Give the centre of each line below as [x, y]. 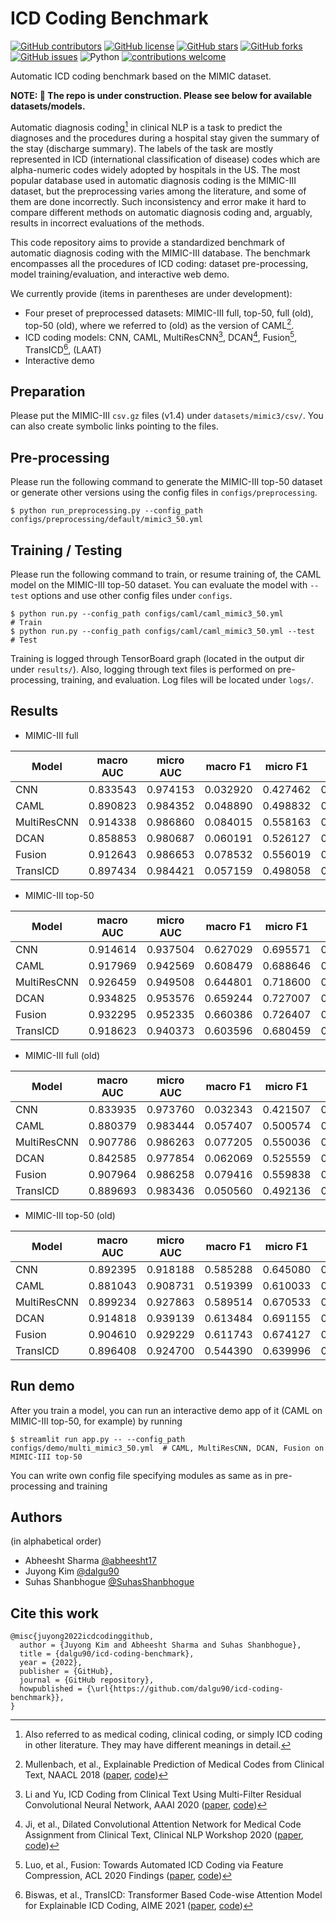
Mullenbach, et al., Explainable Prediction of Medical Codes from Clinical [174, 1764]
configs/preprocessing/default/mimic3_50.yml [106, 520]
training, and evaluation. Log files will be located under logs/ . [187, 680]
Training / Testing [66, 550]
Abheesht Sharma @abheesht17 [90, 1561]
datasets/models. [48, 106]
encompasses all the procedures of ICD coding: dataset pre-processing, [159, 263]
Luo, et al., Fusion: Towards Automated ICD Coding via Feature [154, 1865]
